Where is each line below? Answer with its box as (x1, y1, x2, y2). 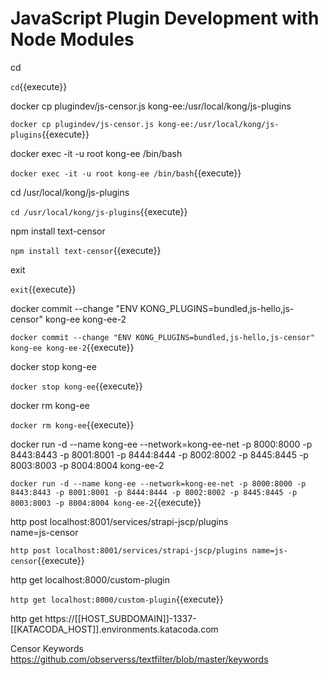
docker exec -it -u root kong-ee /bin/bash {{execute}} (10, 167, 242, 179)
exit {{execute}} (10, 283, 77, 295)
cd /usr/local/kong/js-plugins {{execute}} (10, 205, 188, 217)
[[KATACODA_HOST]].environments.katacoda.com (10, 623, 219, 635)
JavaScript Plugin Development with (10, 7, 320, 30)
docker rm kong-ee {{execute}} (10, 418, 135, 431)
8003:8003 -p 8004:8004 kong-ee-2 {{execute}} (10, 496, 202, 508)
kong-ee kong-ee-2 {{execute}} (10, 341, 135, 353)
